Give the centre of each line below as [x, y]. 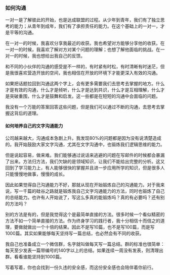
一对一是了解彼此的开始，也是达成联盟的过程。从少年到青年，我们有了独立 [83, 20]
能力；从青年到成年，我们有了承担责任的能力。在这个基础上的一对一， [87, 26]
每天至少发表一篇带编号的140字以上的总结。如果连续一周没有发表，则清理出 [84, 250]
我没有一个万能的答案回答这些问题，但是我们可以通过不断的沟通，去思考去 [83, 107]
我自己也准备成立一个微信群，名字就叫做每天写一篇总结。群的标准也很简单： [85, 244]
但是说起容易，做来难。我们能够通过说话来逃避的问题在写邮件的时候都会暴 [83, 155]
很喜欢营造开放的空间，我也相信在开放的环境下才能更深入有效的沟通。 [87, 73]
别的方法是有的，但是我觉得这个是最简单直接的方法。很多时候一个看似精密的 [85, 214]
